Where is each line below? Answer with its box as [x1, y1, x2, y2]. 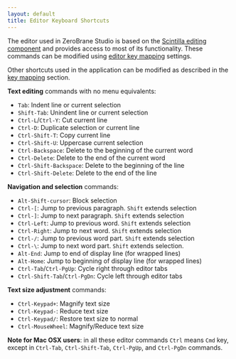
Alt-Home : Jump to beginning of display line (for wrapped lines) [17, 257, 203, 265]
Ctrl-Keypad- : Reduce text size [17, 306, 109, 315]
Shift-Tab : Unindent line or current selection [17, 108, 149, 117]
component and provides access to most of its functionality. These [7, 44, 203, 53]
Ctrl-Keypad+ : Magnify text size [17, 299, 110, 308]
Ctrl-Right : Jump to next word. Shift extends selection [17, 226, 181, 235]
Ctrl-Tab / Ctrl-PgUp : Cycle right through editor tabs [17, 264, 168, 272]
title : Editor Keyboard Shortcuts [7, 17, 110, 24]
